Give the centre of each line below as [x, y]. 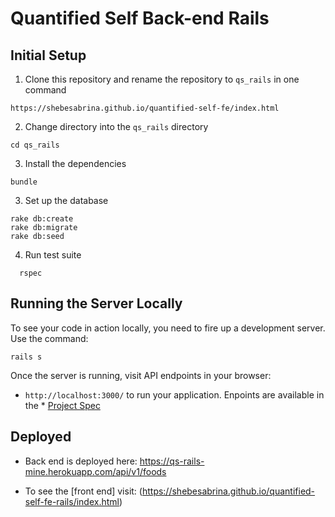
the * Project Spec [62, 405]
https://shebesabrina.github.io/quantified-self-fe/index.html [145, 108]
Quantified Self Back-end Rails [140, 18]
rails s [26, 357]
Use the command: [49, 338]
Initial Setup [48, 55]
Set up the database [66, 200]
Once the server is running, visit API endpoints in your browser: [141, 375]
